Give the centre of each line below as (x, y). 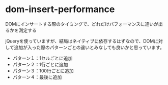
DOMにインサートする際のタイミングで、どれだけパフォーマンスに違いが (82, 24)
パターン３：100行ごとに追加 (43, 71)
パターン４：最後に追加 (37, 77)
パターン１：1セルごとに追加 (43, 58)
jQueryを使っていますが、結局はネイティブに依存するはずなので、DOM (80, 41)
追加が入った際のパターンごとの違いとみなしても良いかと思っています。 (89, 47)
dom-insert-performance (60, 9)
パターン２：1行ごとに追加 (40, 64)
